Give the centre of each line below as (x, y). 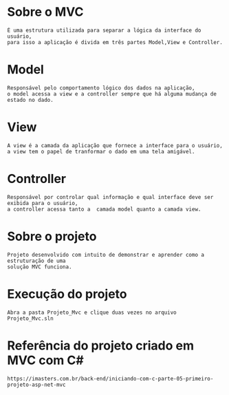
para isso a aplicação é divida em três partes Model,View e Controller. (115, 42)
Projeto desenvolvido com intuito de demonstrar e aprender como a (106, 255)
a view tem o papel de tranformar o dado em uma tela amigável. (101, 151)
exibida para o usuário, (43, 203)
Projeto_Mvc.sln (30, 318)
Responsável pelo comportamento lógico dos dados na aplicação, (101, 88)
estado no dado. (30, 100)
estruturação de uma (37, 261)
